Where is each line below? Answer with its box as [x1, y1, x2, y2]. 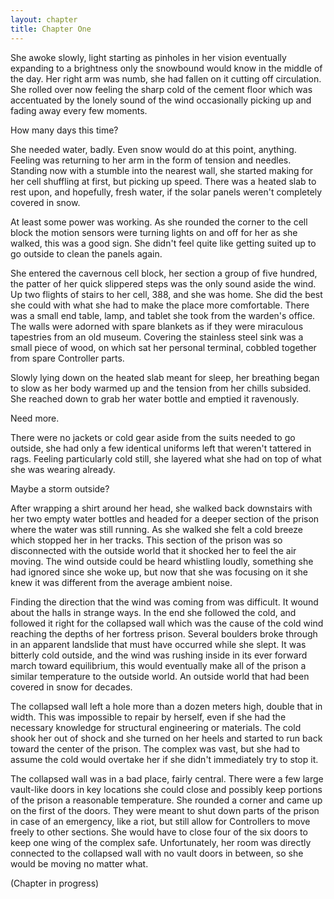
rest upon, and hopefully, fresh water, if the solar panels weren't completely [10, 186, 323, 198]
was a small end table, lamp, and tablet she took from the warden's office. [10, 309, 316, 321]
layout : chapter [10, 14, 78, 25]
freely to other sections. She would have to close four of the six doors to [10, 826, 308, 838]
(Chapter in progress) [10, 877, 100, 889]
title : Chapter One [10, 24, 92, 34]
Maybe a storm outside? [10, 482, 110, 495]
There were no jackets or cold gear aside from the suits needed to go [10, 431, 296, 443]
